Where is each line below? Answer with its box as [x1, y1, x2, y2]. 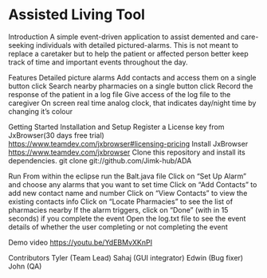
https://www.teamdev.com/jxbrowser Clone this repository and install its [8, 147, 245, 157]
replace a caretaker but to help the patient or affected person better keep [8, 49, 249, 58]
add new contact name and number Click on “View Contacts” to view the [8, 188, 248, 198]
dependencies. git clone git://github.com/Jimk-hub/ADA [8, 155, 192, 165]
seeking [8, 40, 34, 49]
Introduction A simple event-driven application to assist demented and [8, 32, 239, 41]
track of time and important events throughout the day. [8, 57, 189, 67]
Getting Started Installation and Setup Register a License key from [8, 122, 225, 131]
